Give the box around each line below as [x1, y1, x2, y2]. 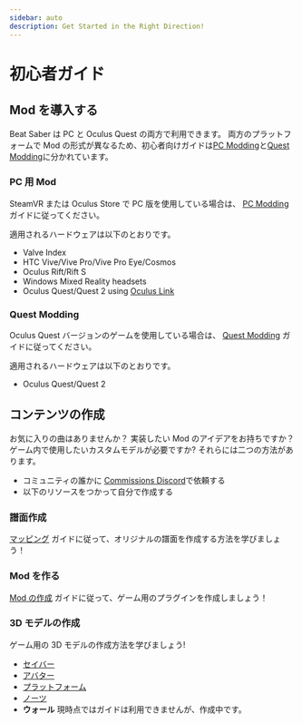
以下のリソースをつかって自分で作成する [22, 486, 174, 497]
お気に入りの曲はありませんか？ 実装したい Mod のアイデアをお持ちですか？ [9, 433, 295, 444]
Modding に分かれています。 [9, 151, 113, 161]
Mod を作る [9, 570, 61, 582]
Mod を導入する [9, 103, 98, 118]
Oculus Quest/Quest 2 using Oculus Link [22, 285, 175, 296]
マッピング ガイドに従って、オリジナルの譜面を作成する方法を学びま [9, 533, 266, 544]
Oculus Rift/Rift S [22, 266, 87, 277]
